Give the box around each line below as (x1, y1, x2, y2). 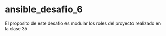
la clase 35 (5, 25, 27, 31)
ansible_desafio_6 (5, 4, 83, 15)
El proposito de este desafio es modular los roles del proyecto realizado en (5, 20, 161, 26)
